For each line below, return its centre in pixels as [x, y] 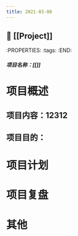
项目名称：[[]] [23, 65]
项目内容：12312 [37, 115]
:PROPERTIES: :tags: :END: [39, 50]
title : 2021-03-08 [29, 12]
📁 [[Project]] [29, 36]
